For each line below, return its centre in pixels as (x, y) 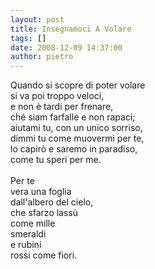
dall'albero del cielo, (52, 202)
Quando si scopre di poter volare (78, 85)
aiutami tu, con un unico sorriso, (76, 128)
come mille (33, 223)
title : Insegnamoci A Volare (71, 29)
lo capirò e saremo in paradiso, (74, 149)
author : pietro (42, 57)
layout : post (37, 19)
